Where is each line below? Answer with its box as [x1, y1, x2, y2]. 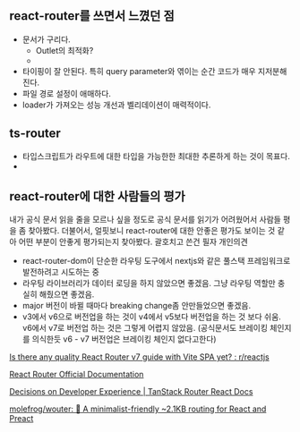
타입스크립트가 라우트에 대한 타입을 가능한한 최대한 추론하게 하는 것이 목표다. [21, 150, 291, 161]
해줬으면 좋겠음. [39, 289, 95, 300]
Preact [9, 413, 34, 424]
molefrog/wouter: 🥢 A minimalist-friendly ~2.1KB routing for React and [9, 403, 267, 414]
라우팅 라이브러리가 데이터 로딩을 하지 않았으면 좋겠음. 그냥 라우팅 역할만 [21, 278, 276, 289]
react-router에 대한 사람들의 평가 [9, 189, 185, 204]
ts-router [9, 126, 61, 141]
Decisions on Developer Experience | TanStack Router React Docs [9, 386, 253, 397]
